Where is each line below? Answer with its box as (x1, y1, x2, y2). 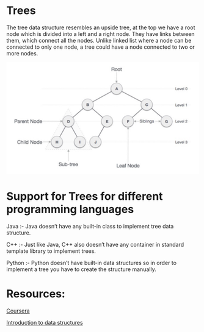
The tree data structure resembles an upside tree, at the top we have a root (6, 24, 195, 31)
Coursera (6, 307, 30, 314)
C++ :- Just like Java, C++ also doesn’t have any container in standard (6, 241, 184, 248)
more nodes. (6, 49, 38, 57)
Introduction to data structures (6, 319, 84, 326)
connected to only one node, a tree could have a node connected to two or (6, 43, 195, 51)
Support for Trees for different (6, 189, 163, 203)
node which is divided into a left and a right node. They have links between (6, 30, 195, 37)
